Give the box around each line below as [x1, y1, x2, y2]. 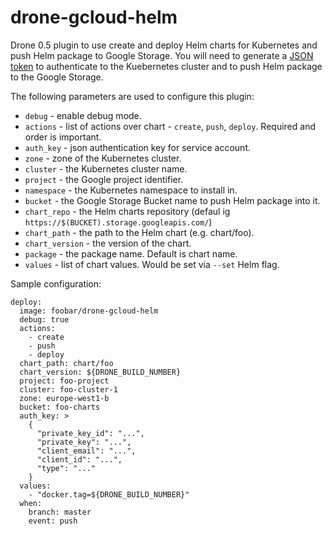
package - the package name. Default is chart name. [24, 247, 238, 260]
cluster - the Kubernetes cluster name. [24, 162, 188, 175]
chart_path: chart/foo [19, 358, 114, 368]
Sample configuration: [10, 277, 102, 290]
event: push [28, 516, 78, 526]
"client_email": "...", [36, 446, 137, 456]
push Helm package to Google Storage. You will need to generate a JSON [10, 49, 314, 61]
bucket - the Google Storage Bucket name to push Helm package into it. [24, 194, 321, 206]
